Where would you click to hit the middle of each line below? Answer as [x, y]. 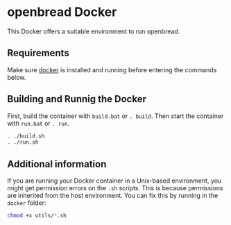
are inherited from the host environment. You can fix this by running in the [113, 196]
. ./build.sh [26, 136]
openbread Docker [62, 12]
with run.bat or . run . [38, 123]
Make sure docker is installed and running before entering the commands [112, 69]
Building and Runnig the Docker [77, 99]
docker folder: [27, 203]
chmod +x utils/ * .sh [37, 216]
